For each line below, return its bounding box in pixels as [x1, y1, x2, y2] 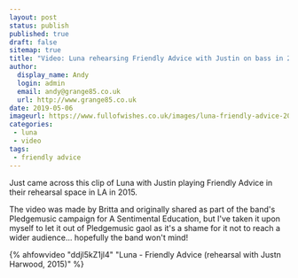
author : [9, 63, 38, 72]
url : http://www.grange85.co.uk [17, 95, 137, 104]
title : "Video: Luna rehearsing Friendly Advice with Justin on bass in [9, 54, 284, 63]
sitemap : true [9, 46, 62, 55]
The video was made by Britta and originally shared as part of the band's [9, 204, 276, 214]
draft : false [9, 37, 58, 47]
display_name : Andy [17, 71, 90, 80]
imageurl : [9, 112, 46, 120]
